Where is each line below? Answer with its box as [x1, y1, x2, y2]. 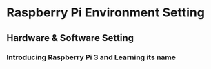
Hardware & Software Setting [6, 32, 134, 44]
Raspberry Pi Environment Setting [6, 5, 205, 20]
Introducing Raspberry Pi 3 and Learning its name [6, 53, 177, 62]
